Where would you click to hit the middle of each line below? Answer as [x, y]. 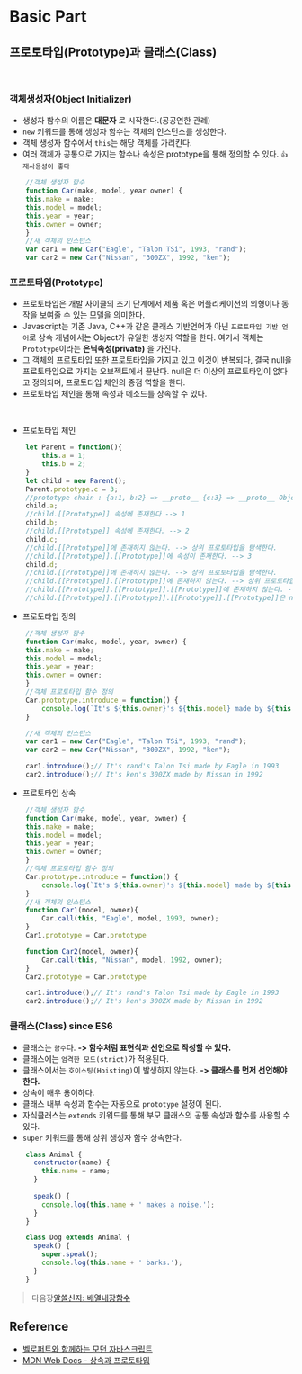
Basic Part [48, 17]
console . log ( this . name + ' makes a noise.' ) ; [129, 1204]
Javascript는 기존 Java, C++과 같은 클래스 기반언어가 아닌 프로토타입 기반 [150, 327]
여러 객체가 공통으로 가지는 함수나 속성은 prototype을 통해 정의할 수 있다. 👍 [155, 154]
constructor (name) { [71, 1163]
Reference [39, 1327]
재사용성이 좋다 [46, 167]
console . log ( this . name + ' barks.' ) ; [112, 1263]
